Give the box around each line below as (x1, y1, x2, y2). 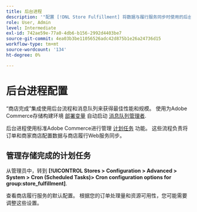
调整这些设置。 (6, 200, 42, 207)
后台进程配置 (6, 84, 69, 97)
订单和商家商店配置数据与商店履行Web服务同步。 (6, 132, 125, 139)
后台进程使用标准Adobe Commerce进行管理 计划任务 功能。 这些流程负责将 (6, 124, 188, 132)
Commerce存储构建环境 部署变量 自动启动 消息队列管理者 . (6, 112, 147, 119)
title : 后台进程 (6, 8, 42, 15)
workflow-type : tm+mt (6, 42, 59, 47)
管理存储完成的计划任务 (6, 151, 91, 160)
